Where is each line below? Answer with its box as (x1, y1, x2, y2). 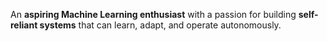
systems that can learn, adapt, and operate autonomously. (39, 19, 282, 31)
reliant (10, 19, 38, 31)
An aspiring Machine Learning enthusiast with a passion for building (10, 9, 297, 20)
